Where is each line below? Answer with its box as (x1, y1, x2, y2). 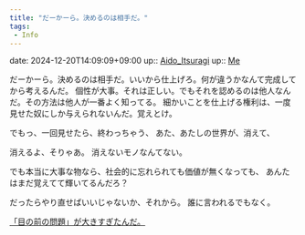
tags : (9, 22, 30, 31)
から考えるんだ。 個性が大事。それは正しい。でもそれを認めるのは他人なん (9, 86, 291, 97)
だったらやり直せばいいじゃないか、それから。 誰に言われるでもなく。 (9, 197, 276, 208)
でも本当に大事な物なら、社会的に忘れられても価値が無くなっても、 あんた (9, 166, 290, 178)
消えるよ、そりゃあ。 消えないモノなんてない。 (9, 147, 187, 158)
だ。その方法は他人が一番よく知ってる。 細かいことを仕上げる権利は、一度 (9, 97, 291, 107)
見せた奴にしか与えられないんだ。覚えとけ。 (9, 108, 177, 119)
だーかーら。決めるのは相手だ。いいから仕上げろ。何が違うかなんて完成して (9, 74, 297, 85)
